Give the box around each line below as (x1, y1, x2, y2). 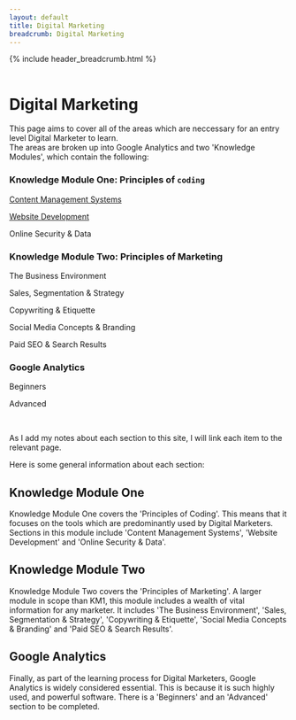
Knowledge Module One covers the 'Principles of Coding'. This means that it (9, 508, 287, 519)
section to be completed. (9, 701, 100, 711)
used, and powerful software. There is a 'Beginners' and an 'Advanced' (9, 692, 269, 702)
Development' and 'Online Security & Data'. (9, 537, 166, 547)
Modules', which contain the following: (9, 151, 149, 162)
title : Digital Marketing (9, 21, 104, 30)
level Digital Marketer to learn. (9, 133, 119, 143)
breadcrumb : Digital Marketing (9, 29, 125, 38)
